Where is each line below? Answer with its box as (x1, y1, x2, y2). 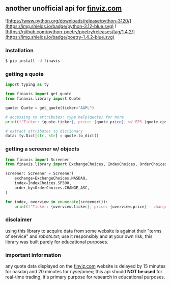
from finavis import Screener (5, 157, 70, 162)
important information (5, 251, 61, 258)
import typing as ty (5, 82, 49, 87)
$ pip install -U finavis (5, 58, 60, 63)
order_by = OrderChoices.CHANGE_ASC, (14, 185, 90, 190)
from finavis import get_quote (5, 92, 72, 97)
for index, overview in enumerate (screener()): (5, 199, 108, 204)
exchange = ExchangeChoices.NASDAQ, (14, 176, 88, 181)
